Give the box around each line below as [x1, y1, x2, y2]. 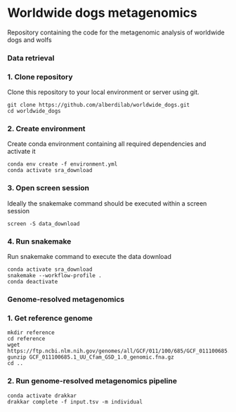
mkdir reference [7, 329, 55, 336]
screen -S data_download [7, 220, 80, 227]
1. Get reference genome [7, 313, 93, 323]
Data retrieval [7, 53, 55, 62]
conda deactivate [7, 279, 58, 286]
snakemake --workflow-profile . [7, 272, 102, 279]
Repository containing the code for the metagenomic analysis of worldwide [7, 28, 225, 36]
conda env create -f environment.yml [7, 161, 118, 168]
